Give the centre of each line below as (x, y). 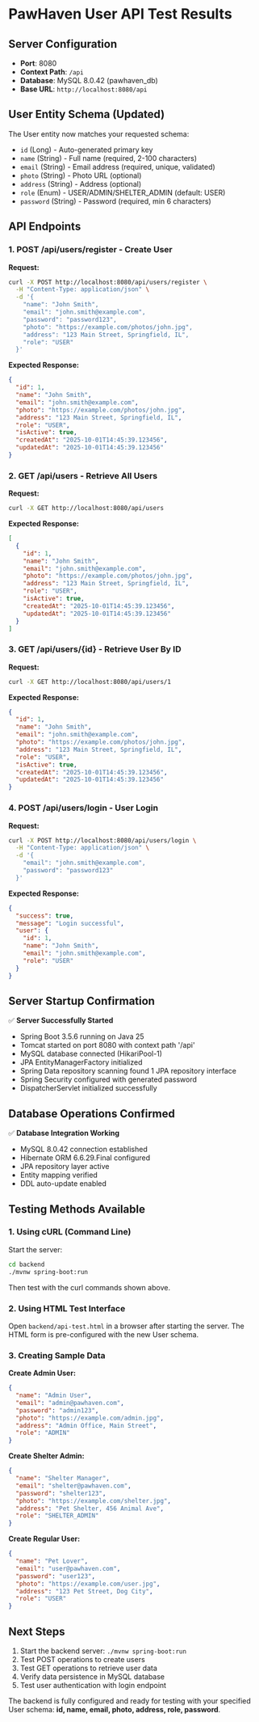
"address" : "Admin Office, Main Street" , (86, 1425)
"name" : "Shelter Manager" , (63, 1479)
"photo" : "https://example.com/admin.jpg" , (90, 1418)
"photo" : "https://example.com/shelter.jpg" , (94, 1500)
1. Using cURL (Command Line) (70, 1232)
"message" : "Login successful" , (70, 923)
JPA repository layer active (65, 1167)
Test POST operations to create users (82, 1659)
